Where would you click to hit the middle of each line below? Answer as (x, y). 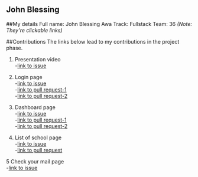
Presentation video (38, 59)
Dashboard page (35, 107)
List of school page (38, 137)
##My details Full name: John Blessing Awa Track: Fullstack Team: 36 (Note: (99, 24)
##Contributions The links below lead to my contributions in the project (93, 41)
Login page (28, 77)
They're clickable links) (35, 30)
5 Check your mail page (35, 161)
